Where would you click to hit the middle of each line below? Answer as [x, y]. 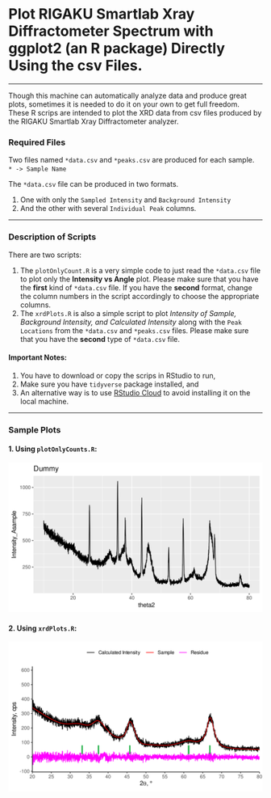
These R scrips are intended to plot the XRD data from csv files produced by [135, 112]
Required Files [37, 142]
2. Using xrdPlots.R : [43, 628]
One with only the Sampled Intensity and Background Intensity [125, 200]
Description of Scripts [52, 237]
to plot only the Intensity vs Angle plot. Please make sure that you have [139, 279]
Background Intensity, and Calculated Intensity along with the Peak [131, 322]
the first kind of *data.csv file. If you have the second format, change [136, 287]
